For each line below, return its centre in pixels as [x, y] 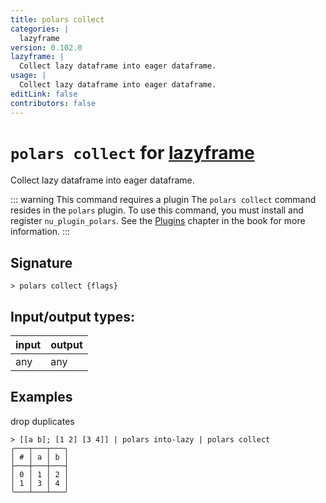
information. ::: [40, 232]
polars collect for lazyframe [132, 152]
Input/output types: [73, 316]
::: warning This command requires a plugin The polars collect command [163, 200]
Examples [41, 397]
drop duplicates [42, 421]
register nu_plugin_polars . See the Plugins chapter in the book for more [158, 221]
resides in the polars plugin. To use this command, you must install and [157, 210]
